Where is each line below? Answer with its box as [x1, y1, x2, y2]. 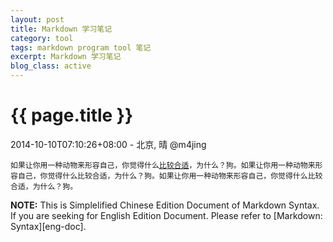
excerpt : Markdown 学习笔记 [10, 52, 122, 62]
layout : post [10, 14, 65, 25]
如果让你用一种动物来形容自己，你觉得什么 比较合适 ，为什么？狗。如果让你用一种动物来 [10, 160, 316, 170]
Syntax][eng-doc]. [10, 220, 87, 232]
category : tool [10, 33, 74, 43]
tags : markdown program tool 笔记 [10, 42, 152, 53]
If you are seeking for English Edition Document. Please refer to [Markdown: [10, 209, 323, 221]
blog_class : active [10, 61, 92, 71]
